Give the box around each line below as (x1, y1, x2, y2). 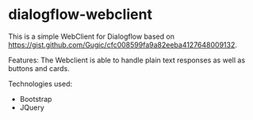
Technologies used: (8, 79, 73, 88)
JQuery (19, 103, 45, 112)
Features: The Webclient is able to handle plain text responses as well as (8, 55, 246, 65)
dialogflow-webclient (8, 6, 153, 24)
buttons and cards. (8, 63, 70, 73)
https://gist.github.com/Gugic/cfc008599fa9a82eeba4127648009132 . (8, 39, 238, 49)
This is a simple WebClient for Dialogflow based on (8, 32, 174, 41)
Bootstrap (19, 94, 52, 103)
